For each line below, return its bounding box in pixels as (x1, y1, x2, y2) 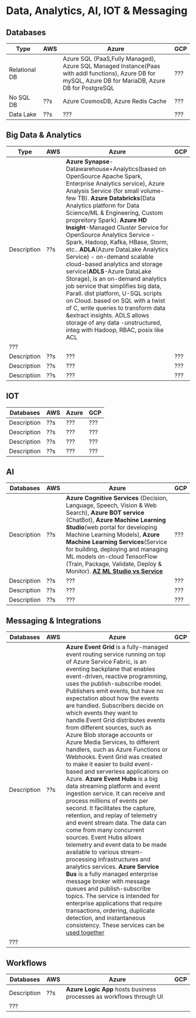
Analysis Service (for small (66, 186, 139, 194)
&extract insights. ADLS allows (66, 311, 150, 319)
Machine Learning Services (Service (66, 538, 167, 546)
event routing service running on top (66, 650, 166, 658)
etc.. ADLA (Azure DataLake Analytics (66, 245, 169, 253)
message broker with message (66, 877, 150, 886)
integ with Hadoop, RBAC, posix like (66, 326, 164, 334)
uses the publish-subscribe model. (66, 679, 162, 688)
